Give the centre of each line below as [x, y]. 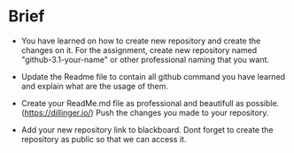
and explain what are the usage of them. [95, 86]
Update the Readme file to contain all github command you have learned [153, 76]
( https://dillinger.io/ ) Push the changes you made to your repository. [145, 112]
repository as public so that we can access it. [104, 139]
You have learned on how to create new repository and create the [141, 41]
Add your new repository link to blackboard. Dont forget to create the [147, 129]
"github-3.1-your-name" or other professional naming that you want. [145, 59]
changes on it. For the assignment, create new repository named [139, 50]
